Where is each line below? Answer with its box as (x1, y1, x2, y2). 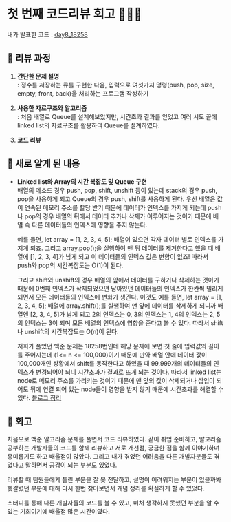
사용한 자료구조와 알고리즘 (16, 104, 87, 112)
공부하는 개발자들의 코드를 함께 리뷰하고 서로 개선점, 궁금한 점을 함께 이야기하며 (7, 443, 220, 452)
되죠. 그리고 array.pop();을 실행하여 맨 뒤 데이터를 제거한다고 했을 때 (30, 244, 214, 252)
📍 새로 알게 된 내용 (7, 158, 80, 169)
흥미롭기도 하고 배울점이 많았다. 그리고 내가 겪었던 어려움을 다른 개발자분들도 (7, 452, 213, 461)
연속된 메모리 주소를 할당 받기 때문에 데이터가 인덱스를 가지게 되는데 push (24, 203, 222, 211)
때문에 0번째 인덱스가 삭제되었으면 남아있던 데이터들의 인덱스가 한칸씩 (16, 284, 205, 293)
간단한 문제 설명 (16, 72, 60, 80)
